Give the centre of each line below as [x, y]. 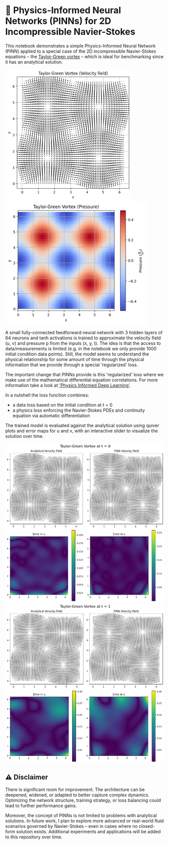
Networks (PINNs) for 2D [58, 21]
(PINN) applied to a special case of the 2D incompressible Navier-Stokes [81, 51]
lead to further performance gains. [41, 806]
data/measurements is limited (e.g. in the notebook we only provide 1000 [81, 348]
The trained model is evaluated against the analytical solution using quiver [82, 425]
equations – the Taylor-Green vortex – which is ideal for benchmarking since [84, 56]
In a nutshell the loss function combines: [47, 395]
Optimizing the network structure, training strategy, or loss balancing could [83, 800]
